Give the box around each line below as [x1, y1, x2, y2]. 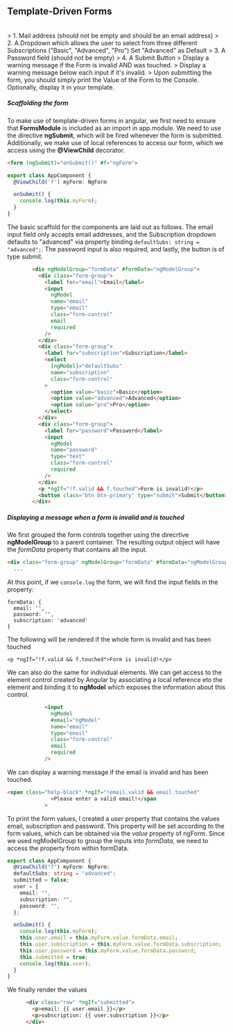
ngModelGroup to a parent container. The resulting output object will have [7, 538, 221, 547]
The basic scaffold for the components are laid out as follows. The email [7, 222, 214, 231]
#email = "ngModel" [51, 717, 101, 724]
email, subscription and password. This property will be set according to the [7, 822, 225, 830]
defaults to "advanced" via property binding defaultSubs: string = [7, 238, 200, 246]
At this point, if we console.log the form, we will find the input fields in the [7, 578, 218, 586]
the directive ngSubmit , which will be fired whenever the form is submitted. [7, 131, 223, 140]
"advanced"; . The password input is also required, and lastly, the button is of [7, 244, 225, 253]
